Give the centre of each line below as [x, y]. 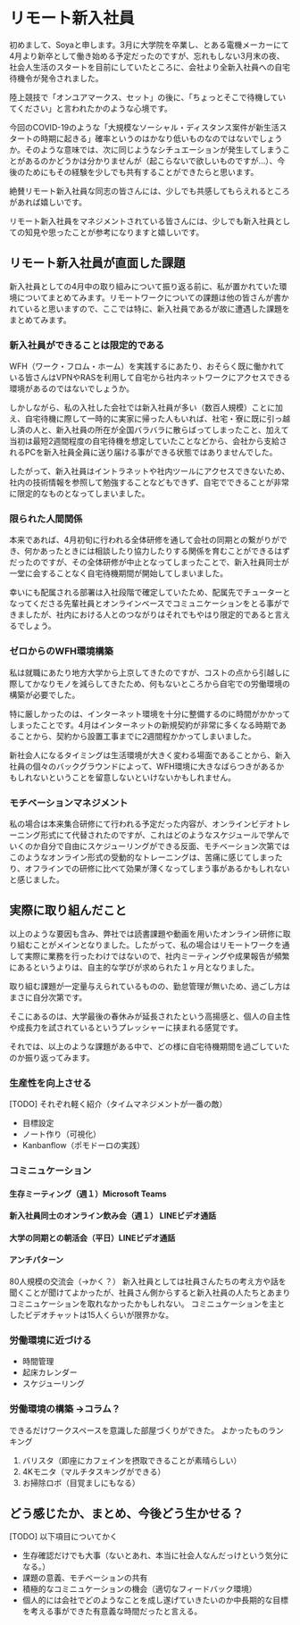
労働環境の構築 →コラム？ [65, 1409]
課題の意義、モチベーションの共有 [85, 1578]
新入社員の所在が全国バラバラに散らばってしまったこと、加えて [172, 430]
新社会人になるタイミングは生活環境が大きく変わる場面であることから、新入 [150, 754]
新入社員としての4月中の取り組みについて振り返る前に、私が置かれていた [144, 286]
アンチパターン [37, 1260]
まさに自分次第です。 [48, 997]
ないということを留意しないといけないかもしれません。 [134, 777]
